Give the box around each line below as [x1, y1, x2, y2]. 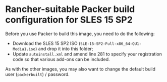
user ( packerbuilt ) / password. [5, 71, 70, 77]
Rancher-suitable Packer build [5, 3, 135, 15]
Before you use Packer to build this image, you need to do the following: [5, 30, 155, 36]
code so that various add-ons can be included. [12, 56, 110, 62]
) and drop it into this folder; [35, 45, 93, 51]
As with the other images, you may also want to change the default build [5, 66, 155, 72]
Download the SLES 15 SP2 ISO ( [12, 40, 81, 46]
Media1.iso [12, 46, 36, 51]
